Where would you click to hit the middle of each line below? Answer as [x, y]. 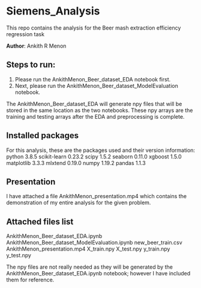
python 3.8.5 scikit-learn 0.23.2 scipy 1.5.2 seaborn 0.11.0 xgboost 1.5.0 [94, 156]
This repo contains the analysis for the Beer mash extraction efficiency [94, 28]
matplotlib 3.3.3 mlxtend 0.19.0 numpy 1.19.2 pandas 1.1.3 [76, 163]
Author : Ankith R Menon [36, 46]
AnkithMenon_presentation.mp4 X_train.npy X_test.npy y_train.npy [88, 249]
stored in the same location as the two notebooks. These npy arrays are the [100, 110]
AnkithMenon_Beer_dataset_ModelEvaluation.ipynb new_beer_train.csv [94, 243]
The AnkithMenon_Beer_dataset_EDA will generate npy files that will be [94, 104]
